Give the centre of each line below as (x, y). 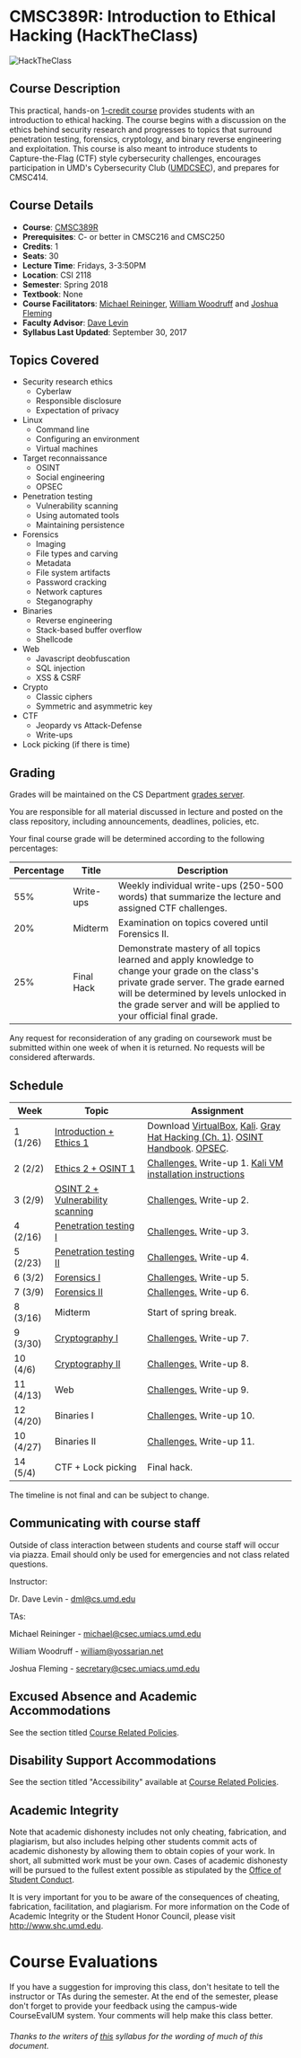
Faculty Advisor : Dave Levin (75, 322)
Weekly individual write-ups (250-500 (201, 886)
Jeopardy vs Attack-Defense (89, 726)
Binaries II (76, 1441)
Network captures (69, 592)
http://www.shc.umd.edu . (56, 1926)
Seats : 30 (40, 256)
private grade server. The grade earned (201, 983)
